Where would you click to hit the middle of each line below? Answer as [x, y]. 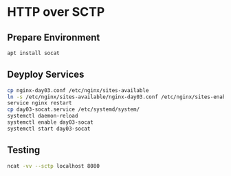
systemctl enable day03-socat [51, 122]
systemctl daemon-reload [43, 116]
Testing [24, 150]
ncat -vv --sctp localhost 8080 [53, 166]
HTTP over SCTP [56, 12]
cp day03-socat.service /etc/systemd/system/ [73, 110]
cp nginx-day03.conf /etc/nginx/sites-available [78, 90]
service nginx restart [40, 103]
